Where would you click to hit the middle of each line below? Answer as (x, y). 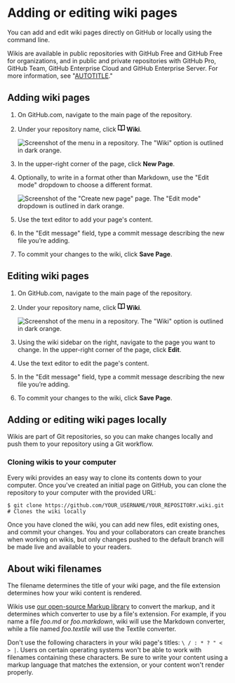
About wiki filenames (55, 569)
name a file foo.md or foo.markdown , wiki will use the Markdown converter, (116, 621)
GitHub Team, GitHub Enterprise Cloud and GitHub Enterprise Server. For (113, 68)
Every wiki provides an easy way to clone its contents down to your (105, 478)
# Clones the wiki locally (47, 511)
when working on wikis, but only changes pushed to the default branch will (116, 539)
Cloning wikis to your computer (62, 462)
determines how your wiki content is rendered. (75, 593)
